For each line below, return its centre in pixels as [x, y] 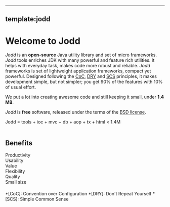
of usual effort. [21, 87]
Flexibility [15, 171]
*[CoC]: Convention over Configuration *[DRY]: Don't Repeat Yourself [78, 194]
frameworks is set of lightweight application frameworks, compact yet [78, 71]
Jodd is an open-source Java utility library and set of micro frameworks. [81, 55]
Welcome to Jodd [43, 41]
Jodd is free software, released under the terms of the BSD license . [76, 112]
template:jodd [28, 19]
